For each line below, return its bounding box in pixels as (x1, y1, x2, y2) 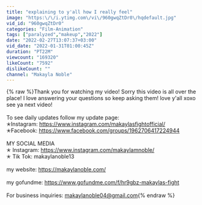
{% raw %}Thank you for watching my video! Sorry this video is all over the (6, 88, 196, 95)
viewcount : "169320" (6, 54, 59, 60)
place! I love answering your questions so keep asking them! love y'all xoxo (6, 95, 196, 102)
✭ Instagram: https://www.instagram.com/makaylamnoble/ (6, 146, 155, 154)
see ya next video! (6, 101, 53, 109)
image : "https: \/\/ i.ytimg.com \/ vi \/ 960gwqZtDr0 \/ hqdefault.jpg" (6, 15, 176, 21)
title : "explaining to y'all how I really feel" (6, 9, 133, 15)
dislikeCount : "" (6, 65, 51, 72)
